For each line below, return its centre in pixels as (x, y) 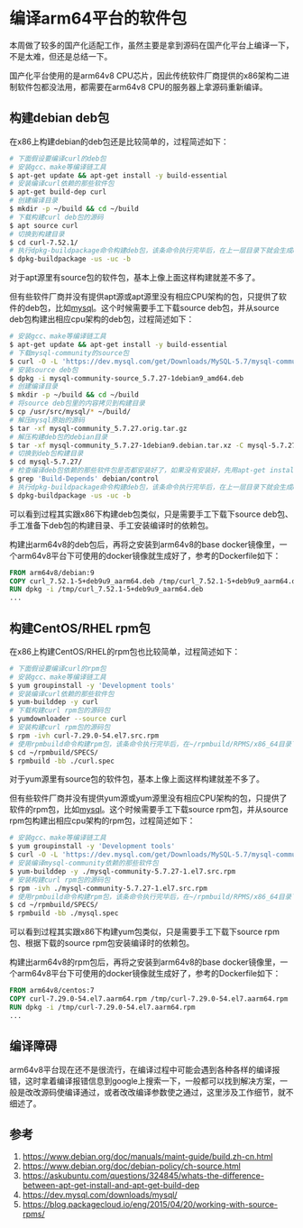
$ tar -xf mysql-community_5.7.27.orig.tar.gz (98, 428)
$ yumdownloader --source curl (68, 719)
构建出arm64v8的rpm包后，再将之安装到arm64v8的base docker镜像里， (145, 962)
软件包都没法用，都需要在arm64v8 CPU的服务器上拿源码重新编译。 (142, 87)
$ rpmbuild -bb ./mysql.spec (64, 913)
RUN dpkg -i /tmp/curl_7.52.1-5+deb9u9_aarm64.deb (106, 590)
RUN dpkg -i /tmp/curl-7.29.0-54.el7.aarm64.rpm (102, 1007)
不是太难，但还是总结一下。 (61, 56)
